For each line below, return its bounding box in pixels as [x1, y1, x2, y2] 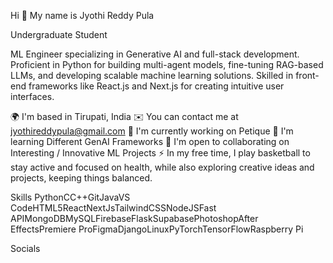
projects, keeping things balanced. [10, 172, 153, 184]
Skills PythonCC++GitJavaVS [10, 191, 131, 203]
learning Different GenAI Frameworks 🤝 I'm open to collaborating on [10, 136, 290, 147]
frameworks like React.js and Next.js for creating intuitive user [28, 80, 285, 92]
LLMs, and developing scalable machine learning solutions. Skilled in [10, 70, 294, 81]
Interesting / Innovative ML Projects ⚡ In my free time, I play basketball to [10, 147, 311, 159]
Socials [10, 243, 41, 254]
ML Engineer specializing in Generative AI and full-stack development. [10, 48, 300, 60]
